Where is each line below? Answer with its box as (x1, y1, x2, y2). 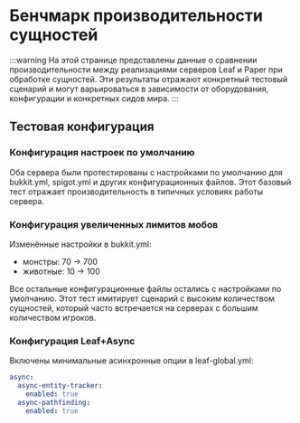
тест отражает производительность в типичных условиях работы (9, 186, 264, 197)
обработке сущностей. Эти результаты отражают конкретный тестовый (9, 73, 288, 84)
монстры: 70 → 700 (22, 256, 98, 267)
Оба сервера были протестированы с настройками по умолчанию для (9, 166, 283, 177)
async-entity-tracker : (17, 381, 103, 390)
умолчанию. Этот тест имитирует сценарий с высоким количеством (9, 293, 276, 304)
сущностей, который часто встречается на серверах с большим (9, 302, 259, 313)
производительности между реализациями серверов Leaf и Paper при (9, 64, 283, 75)
